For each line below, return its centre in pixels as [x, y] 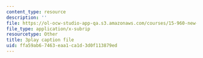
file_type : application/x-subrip [48, 29]
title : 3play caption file [40, 40]
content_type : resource [36, 12]
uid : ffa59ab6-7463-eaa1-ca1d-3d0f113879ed [62, 46]
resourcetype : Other [32, 34]
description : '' [27, 18]
